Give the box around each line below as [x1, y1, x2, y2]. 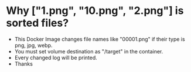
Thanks [14, 60, 33, 67]
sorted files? [6, 16, 69, 30]
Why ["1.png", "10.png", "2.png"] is [6, 4, 184, 17]
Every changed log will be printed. [14, 54, 98, 61]
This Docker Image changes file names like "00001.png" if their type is [14, 35, 186, 42]
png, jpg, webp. [14, 42, 53, 49]
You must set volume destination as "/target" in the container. [14, 48, 163, 55]
